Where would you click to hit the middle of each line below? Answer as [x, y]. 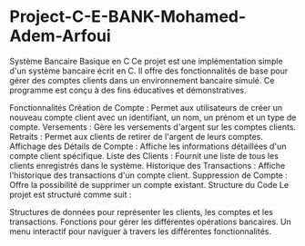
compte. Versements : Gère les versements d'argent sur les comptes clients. [153, 127]
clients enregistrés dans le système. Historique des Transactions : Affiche [147, 165]
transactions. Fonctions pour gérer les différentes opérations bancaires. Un [150, 221]
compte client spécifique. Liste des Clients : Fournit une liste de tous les [144, 155]
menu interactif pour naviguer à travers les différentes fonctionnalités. [140, 231]
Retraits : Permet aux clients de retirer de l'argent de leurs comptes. [137, 136]
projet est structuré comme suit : [71, 194]
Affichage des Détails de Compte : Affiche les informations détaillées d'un [148, 146]
